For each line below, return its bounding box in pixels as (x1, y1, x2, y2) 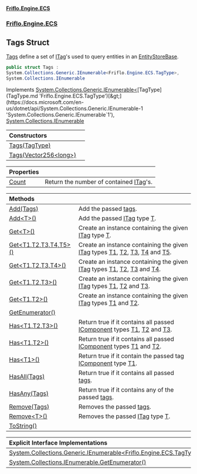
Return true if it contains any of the (78, 386, 174, 394)
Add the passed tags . (78, 204, 137, 213)
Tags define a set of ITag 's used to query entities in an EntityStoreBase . (6, 53, 179, 60)
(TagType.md (6, 92, 38, 100)
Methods (9, 194, 35, 203)
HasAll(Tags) (9, 372, 45, 380)
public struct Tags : (6, 65, 59, 71)
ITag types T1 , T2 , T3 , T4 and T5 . (78, 248, 172, 256)
